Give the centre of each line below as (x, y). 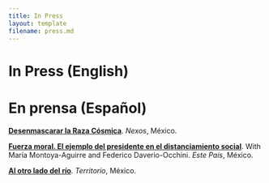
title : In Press (36, 16)
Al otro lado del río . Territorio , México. (72, 170)
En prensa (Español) (78, 108)
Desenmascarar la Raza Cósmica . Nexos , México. (93, 130)
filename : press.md (41, 31)
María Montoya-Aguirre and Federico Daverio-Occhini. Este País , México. (131, 155)
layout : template (38, 23)
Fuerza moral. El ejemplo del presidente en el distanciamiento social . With (135, 146)
